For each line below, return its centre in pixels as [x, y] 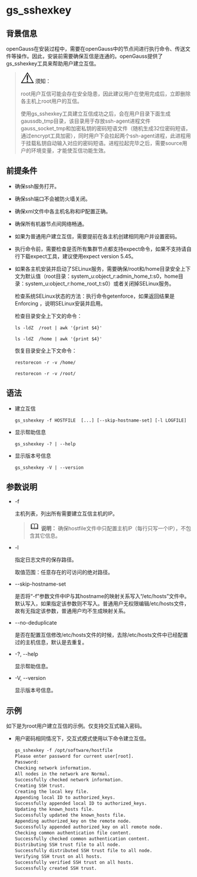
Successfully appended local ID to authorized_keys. [81, 804]
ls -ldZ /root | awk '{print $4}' [58, 328]
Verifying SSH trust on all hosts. [58, 857]
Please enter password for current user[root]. [74, 756]
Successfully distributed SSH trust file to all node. [83, 851]
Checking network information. [53, 768]
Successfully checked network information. [69, 780]
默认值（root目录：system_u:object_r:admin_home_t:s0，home [102, 276]
